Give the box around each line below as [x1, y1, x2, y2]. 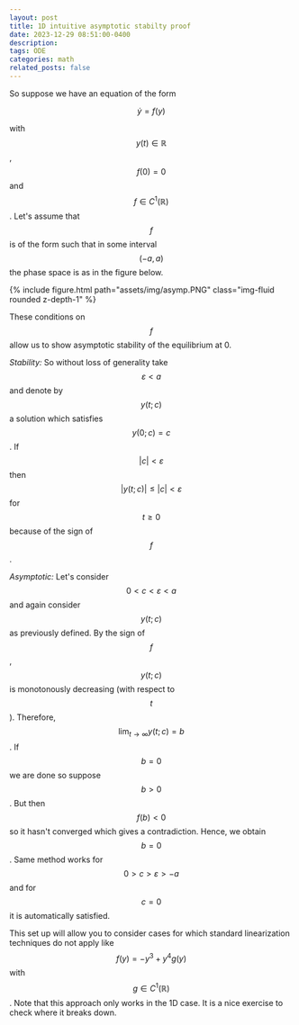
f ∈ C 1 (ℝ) [133, 194, 169, 207]
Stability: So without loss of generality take [9, 356, 168, 367]
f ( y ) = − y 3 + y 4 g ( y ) [115, 951, 187, 964]
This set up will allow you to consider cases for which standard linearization [9, 928, 290, 939]
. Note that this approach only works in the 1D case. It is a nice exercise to [9, 997, 284, 1008]
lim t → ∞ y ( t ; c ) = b [118, 725, 185, 739]
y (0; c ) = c [131, 427, 171, 437]
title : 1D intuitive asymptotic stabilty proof [9, 22, 192, 31]
